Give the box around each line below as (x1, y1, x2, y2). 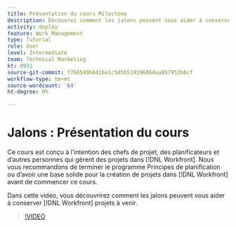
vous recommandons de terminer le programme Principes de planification (7, 163, 221, 172)
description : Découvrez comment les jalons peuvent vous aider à (7, 17, 202, 24)
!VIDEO (24, 212, 46, 221)
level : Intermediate (7, 50, 68, 57)
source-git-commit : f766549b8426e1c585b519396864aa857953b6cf (7, 69, 193, 76)
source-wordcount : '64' (7, 82, 77, 89)
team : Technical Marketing (7, 56, 86, 63)
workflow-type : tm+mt (7, 75, 71, 83)
